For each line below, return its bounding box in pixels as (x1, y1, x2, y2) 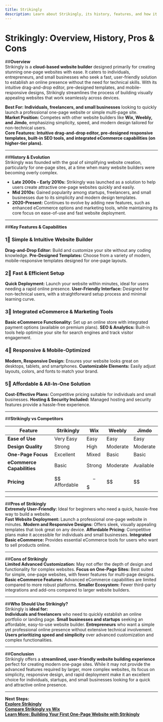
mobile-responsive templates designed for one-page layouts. (5, 258, 128, 263)
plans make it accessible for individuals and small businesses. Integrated (5, 532, 151, 538)
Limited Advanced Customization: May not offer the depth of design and (5, 561, 152, 567)
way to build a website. (5, 511, 51, 517)
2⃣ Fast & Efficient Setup (5, 270, 65, 277)
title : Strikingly (5, 7, 42, 12)
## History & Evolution (5, 154, 50, 160)
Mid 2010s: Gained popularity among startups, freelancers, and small (12, 190, 151, 196)
